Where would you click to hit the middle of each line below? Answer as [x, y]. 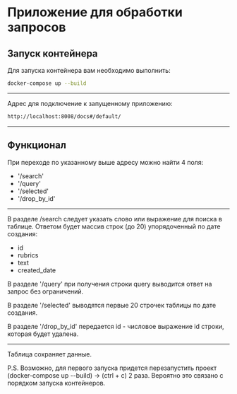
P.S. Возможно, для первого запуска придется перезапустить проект [112, 368]
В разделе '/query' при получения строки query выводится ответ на [110, 284]
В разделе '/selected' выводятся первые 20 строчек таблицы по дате [112, 305]
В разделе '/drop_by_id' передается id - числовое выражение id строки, [116, 326]
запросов [37, 27]
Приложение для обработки [95, 12]
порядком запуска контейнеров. [56, 383]
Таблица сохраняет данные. [50, 354]
